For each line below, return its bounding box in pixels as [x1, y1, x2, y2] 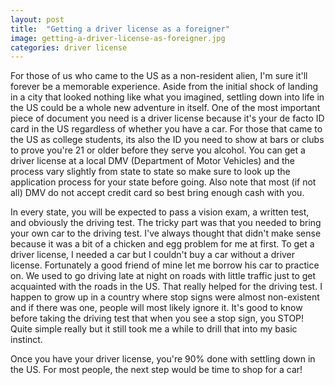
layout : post [10, 14, 65, 25]
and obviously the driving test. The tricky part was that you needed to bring [10, 217, 322, 229]
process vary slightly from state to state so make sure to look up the [10, 166, 291, 178]
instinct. [10, 334, 43, 346]
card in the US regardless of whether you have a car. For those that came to [10, 123, 323, 135]
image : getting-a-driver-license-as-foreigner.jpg [10, 33, 226, 43]
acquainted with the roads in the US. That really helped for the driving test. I [10, 281, 323, 293]
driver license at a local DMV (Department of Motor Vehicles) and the [10, 155, 295, 167]
